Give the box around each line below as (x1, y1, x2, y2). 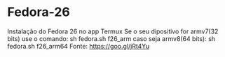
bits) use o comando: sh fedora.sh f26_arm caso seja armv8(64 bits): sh (7, 34, 216, 42)
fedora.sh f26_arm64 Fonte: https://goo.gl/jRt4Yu (7, 42, 150, 50)
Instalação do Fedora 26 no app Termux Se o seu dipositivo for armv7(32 (7, 27, 219, 35)
